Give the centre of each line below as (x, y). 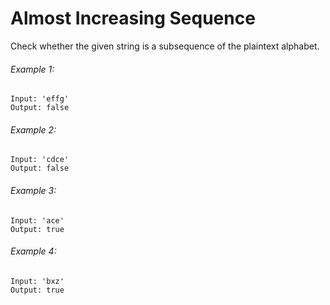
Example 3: (33, 190)
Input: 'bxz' (37, 281)
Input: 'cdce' (40, 160)
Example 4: (33, 251)
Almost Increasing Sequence (133, 18)
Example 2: (33, 129)
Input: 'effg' (40, 99)
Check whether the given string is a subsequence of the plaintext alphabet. (165, 46)
